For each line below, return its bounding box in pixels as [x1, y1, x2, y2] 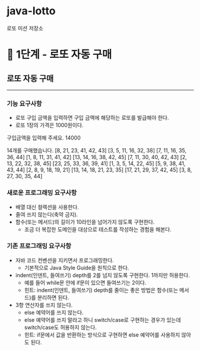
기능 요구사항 [7, 100, 42, 108]
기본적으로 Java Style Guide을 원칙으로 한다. [24, 264, 129, 271]
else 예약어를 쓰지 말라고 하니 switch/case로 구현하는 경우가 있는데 [24, 316, 182, 323]
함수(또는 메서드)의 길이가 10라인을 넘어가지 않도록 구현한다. [15, 218, 155, 225]
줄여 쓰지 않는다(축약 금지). [15, 210, 78, 218]
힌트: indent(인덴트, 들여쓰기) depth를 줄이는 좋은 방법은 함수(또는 [24, 286, 179, 293]
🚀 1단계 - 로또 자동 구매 [7, 48, 112, 61]
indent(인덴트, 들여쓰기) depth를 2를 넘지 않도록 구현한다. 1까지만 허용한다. [15, 271, 191, 278]
